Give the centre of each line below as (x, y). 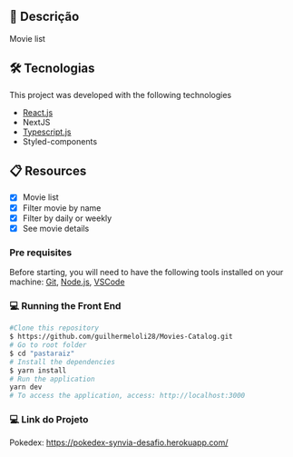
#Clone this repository (54, 328)
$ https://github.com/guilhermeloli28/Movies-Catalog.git (121, 337)
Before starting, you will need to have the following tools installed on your (146, 272)
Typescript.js (47, 132)
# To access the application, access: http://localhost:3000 (127, 396)
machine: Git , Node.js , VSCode (67, 282)
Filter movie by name (62, 208)
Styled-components (60, 141)
